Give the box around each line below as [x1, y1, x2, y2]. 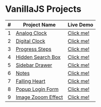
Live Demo [67, 21, 94, 28]
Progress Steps [15, 45, 51, 52]
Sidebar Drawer [15, 62, 52, 69]
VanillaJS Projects [5, 3, 82, 15]
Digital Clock [15, 37, 46, 44]
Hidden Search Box [15, 53, 61, 60]
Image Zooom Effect [15, 94, 63, 101]
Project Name [23, 21, 56, 28]
